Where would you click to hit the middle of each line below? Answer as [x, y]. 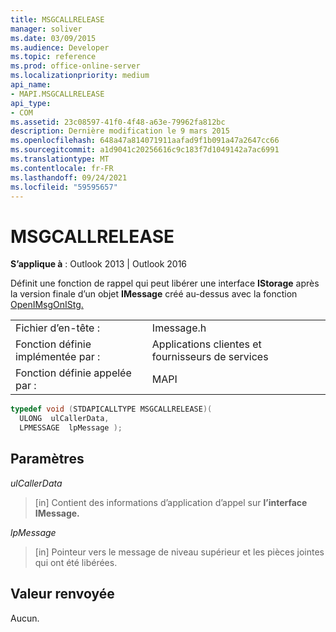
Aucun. [25, 618]
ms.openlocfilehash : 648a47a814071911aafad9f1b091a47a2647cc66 [145, 141]
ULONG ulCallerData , [64, 419]
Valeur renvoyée [62, 594]
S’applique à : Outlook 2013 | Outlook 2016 [99, 264]
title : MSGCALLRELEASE [57, 19]
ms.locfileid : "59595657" [64, 187]
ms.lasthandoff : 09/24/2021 [69, 177]
